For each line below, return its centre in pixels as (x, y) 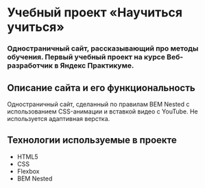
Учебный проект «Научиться (95, 13)
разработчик (30, 66)
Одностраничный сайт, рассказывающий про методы (103, 49)
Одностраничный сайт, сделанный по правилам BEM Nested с (98, 104)
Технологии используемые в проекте (92, 140)
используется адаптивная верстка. (59, 118)
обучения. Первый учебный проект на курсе (86, 57)
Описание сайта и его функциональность (101, 88)
